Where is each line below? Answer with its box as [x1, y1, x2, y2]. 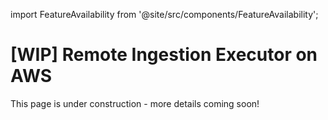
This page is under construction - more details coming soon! [10, 97, 260, 109]
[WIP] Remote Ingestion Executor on [10, 44, 318, 66]
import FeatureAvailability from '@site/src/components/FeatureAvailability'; [10, 9, 319, 20]
